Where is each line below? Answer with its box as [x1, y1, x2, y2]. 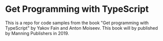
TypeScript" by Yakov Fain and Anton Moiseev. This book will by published [5, 25, 158, 31]
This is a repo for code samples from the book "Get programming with [5, 20, 149, 26]
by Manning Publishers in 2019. [5, 30, 70, 36]
